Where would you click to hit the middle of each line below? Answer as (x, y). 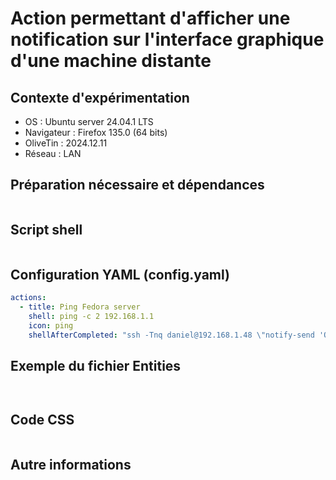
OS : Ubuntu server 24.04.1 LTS (89, 121)
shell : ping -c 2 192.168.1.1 (91, 317)
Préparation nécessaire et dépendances (137, 185)
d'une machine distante (111, 61)
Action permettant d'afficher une (150, 18)
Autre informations (71, 464)
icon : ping (51, 326)
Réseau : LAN (53, 153)
